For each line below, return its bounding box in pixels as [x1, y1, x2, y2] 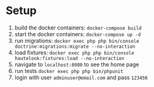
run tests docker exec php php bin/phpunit [14, 67, 123, 74]
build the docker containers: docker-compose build [14, 24, 142, 31]
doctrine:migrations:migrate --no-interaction [14, 43, 136, 50]
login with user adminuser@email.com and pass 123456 [14, 74, 148, 81]
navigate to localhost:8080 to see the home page [14, 61, 139, 68]
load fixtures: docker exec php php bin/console [14, 48, 134, 56]
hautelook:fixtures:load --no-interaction [14, 55, 125, 61]
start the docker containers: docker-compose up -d [14, 30, 141, 37]
